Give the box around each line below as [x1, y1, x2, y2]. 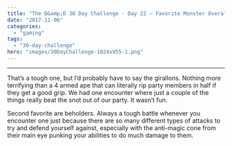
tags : [7, 36, 23, 43]
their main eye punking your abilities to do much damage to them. [7, 131, 194, 139]
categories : [7, 23, 41, 30]
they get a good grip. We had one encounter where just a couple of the [7, 88, 209, 96]
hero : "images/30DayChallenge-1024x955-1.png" [7, 49, 144, 56]
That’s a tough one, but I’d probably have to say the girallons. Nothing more [7, 74, 221, 82]
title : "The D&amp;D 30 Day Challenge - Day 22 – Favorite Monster [7, 10, 206, 17]
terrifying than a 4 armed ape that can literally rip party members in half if [7, 81, 217, 90]
